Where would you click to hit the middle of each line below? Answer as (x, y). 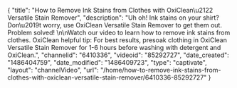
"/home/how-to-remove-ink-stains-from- (160, 70)
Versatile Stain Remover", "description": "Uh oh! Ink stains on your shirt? (113, 18)
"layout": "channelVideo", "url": (53, 70)
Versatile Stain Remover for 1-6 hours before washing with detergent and (114, 48)
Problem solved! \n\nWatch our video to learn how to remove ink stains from (119, 32)
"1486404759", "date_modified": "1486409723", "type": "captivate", (107, 62)
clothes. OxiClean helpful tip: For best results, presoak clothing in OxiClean (117, 40)
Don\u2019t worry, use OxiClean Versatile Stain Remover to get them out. (115, 25)
